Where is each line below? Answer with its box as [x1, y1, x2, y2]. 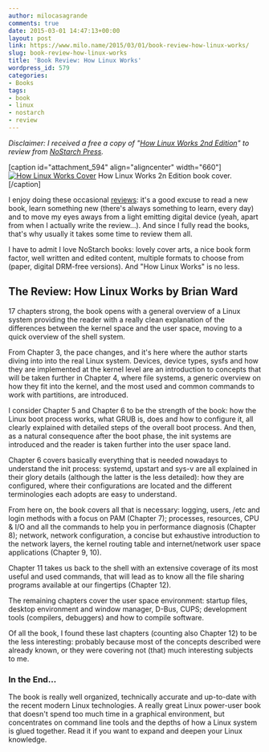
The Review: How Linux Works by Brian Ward [8, 285, 238, 299]
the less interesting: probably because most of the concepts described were [8, 636, 261, 646]
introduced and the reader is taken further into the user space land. [8, 439, 231, 449]
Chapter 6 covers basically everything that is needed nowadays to [8, 455, 227, 465]
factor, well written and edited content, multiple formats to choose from [8, 253, 244, 262]
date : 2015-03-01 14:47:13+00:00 [8, 26, 120, 35]
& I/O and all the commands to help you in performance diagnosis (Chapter [8, 522, 256, 531]
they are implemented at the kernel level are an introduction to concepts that [8, 364, 262, 374]
